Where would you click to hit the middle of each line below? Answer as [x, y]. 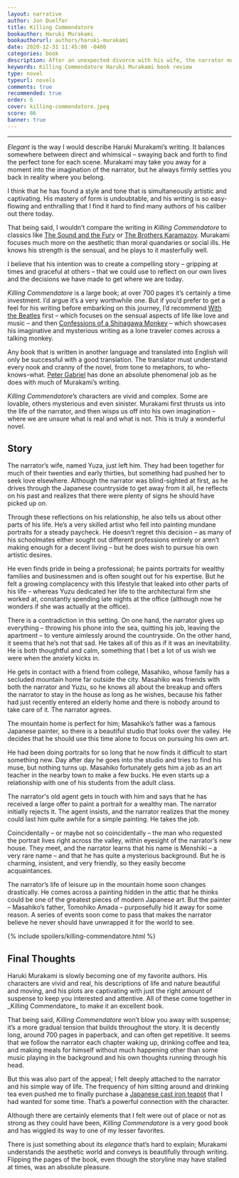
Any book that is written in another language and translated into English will [118, 352]
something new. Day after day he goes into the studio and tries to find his [115, 760]
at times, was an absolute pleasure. [59, 1167]
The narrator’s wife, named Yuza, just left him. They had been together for [116, 466]
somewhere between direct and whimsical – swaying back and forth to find [117, 154]
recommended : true [34, 93]
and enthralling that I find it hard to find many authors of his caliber [128, 206]
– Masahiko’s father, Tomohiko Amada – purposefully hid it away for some [115, 908]
